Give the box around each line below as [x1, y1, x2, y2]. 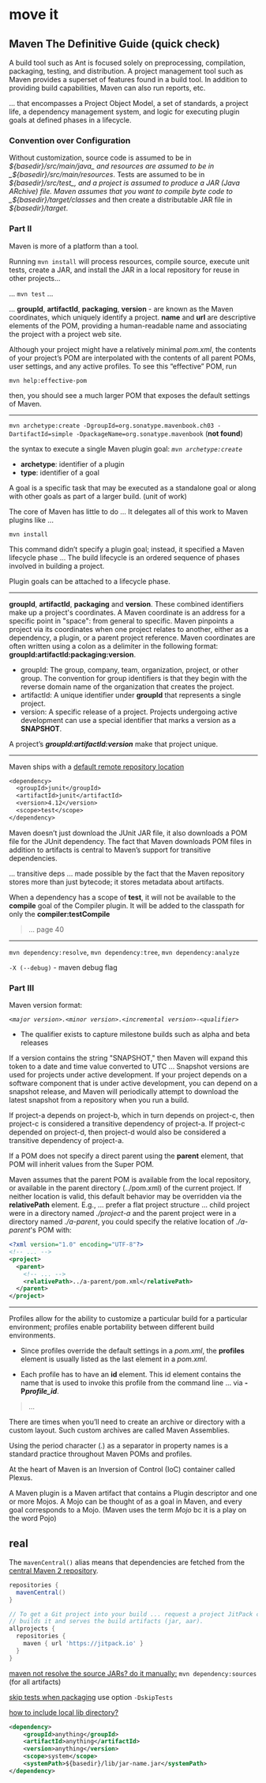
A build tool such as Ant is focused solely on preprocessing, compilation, [9, 58, 245, 67]
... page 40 [28, 924, 64, 934]
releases [20, 1038, 49, 1047]
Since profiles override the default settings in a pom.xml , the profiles [20, 1346, 245, 1356]
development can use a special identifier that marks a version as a [20, 715, 236, 725]
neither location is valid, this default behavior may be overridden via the [9, 1192, 242, 1202]
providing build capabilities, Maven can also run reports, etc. [9, 83, 206, 93]
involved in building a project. [9, 561, 105, 570]
